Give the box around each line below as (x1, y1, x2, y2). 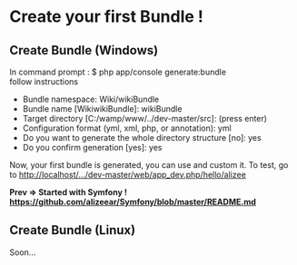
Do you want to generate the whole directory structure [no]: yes (22, 132, 262, 142)
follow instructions (9, 76, 79, 87)
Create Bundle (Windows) (9, 43, 159, 58)
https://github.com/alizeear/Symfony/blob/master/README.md (9, 197, 257, 207)
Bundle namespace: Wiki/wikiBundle (22, 93, 160, 104)
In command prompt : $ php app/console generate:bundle (9, 66, 227, 77)
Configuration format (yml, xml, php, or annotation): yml (22, 123, 232, 133)
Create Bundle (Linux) (9, 222, 136, 238)
